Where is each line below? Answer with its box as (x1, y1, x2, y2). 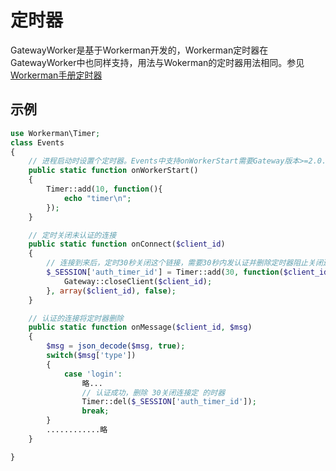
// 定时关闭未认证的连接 (28, 230, 117, 240)
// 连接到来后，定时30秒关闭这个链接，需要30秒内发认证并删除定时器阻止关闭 (46, 258, 323, 268)
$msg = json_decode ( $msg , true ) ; (46, 341, 186, 351)
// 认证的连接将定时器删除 (28, 313, 124, 323)
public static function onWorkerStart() (28, 166, 199, 176)
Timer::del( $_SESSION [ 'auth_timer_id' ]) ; (81, 397, 257, 407)
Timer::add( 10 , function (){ (46, 184, 163, 194)
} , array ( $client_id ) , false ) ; (46, 286, 177, 296)
